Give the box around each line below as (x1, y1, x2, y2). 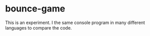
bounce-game (5, 3, 66, 14)
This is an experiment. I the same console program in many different (5, 19, 146, 25)
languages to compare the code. (5, 24, 72, 30)
